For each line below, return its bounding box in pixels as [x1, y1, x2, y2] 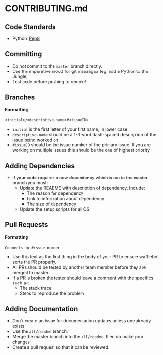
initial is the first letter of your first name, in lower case [12, 126, 128, 132]
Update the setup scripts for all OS [19, 206, 90, 212]
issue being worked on [12, 137, 59, 143]
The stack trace [19, 285, 52, 291]
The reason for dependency [27, 190, 83, 196]
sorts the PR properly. [12, 259, 56, 265]
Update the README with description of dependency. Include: [19, 185, 146, 191]
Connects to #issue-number [5, 245, 60, 250]
